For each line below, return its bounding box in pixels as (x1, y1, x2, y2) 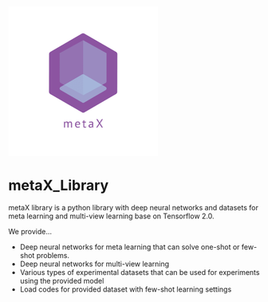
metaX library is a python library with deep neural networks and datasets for (8, 202, 259, 212)
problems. (36, 250, 70, 260)
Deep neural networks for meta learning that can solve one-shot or (19, 241, 240, 252)
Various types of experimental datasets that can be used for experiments (19, 267, 260, 277)
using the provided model (19, 276, 104, 285)
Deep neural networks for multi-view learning (19, 259, 170, 269)
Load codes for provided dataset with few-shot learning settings (19, 284, 232, 294)
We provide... (8, 226, 53, 236)
